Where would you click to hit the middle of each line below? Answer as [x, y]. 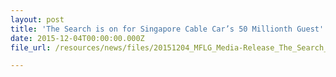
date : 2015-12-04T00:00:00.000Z [77, 38]
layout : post [37, 19]
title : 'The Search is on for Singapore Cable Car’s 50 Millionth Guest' [167, 29]
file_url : [31, 47]
